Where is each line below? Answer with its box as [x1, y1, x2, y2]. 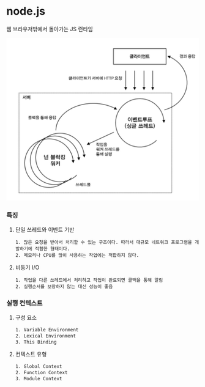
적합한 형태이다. [34, 246, 70, 252]
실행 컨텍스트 [6, 299, 43, 308]
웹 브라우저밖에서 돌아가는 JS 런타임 [6, 25, 93, 32]
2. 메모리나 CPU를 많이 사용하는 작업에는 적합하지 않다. [15, 252, 140, 259]
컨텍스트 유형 [15, 350, 47, 358]
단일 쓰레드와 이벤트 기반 [15, 226, 75, 234]
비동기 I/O [15, 264, 40, 271]
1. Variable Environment [15, 327, 79, 333]
